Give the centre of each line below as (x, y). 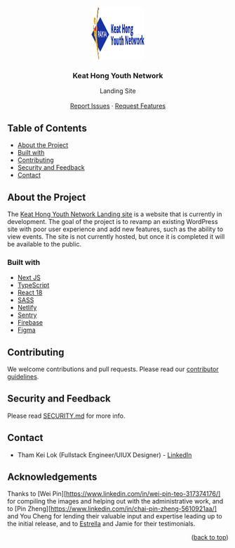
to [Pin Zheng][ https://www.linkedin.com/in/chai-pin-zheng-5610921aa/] (112, 509)
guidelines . (23, 377)
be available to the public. (45, 244)
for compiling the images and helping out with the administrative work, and (115, 502)
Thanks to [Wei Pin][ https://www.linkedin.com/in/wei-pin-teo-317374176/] (114, 494)
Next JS (29, 278)
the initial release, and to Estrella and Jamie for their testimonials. (101, 524)
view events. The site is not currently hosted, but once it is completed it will (116, 236)
